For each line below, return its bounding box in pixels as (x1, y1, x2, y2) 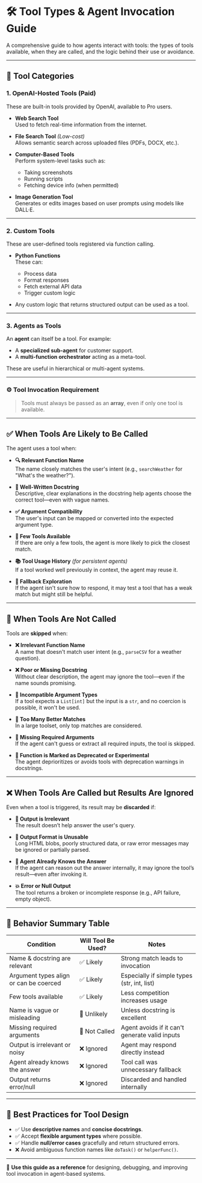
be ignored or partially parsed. (14, 846, 90, 853)
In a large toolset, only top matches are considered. (14, 722, 142, 729)
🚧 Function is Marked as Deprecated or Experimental (14, 752, 149, 759)
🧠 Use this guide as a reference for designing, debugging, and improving (6, 1163, 188, 1171)
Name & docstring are (9, 954, 71, 962)
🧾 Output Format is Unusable (14, 833, 89, 840)
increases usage (120, 996, 168, 1004)
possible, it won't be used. (14, 704, 81, 711)
